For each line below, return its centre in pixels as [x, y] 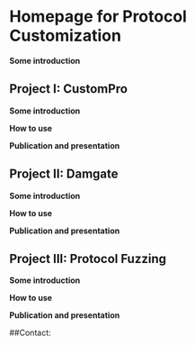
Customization [65, 36]
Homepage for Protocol [98, 17]
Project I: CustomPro [69, 89]
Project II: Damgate [64, 174]
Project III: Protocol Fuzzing [88, 259]
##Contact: [30, 333]
